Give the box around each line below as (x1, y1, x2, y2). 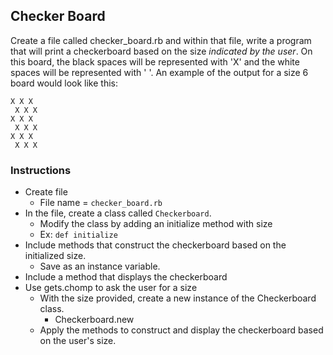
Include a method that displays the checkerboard (24, 271, 228, 283)
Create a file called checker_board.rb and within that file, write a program (10, 34, 312, 46)
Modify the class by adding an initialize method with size (39, 218, 273, 230)
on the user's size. (39, 335, 117, 347)
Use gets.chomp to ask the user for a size (24, 282, 198, 294)
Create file (24, 186, 68, 198)
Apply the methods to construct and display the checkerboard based (39, 324, 324, 336)
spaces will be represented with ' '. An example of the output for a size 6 (10, 66, 309, 78)
